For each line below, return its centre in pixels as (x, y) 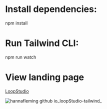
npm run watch (21, 57)
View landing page (45, 77)
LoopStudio (17, 91)
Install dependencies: (51, 9)
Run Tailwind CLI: (42, 43)
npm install (16, 23)
